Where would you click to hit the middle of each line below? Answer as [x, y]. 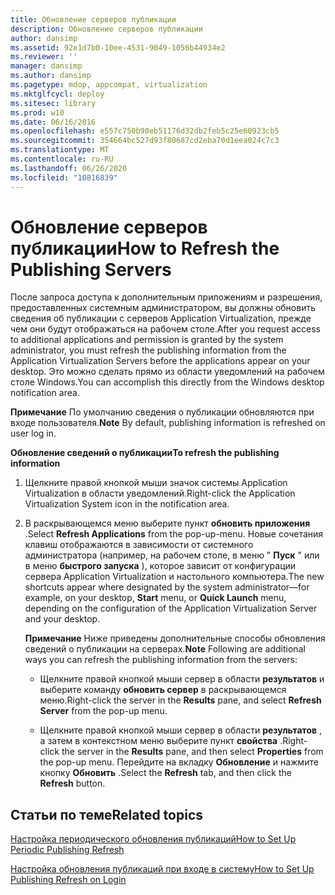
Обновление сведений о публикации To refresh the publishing [145, 453]
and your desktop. [62, 619]
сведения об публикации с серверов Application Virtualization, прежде [161, 318]
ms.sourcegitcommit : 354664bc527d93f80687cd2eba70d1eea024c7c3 [145, 141]
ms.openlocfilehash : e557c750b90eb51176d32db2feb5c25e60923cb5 [145, 131]
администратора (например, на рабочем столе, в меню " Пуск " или [172, 555]
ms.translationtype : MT [60, 150]
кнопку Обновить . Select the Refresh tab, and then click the [165, 773]
